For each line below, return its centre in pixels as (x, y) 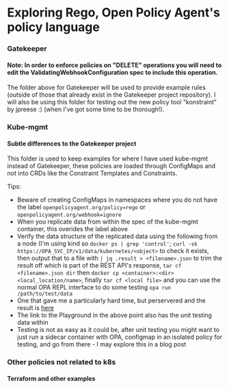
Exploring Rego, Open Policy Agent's (114, 13)
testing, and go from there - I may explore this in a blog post (102, 344)
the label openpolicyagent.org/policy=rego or (81, 207)
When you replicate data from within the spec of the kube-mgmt (107, 222)
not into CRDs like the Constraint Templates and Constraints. (92, 174)
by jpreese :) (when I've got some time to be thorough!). (86, 109)
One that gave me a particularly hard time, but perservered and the (111, 300)
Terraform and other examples (51, 378)
